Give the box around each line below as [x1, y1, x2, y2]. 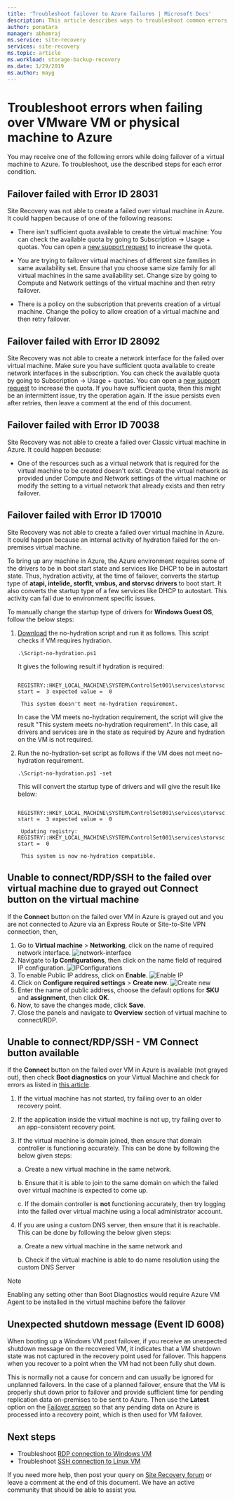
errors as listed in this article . [7, 1081, 91, 1089]
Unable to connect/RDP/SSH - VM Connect [7, 1036, 199, 1048]
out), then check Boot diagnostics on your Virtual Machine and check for [7, 1073, 220, 1082]
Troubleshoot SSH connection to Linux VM [17, 1457, 141, 1465]
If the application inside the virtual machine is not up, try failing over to [17, 1115, 222, 1124]
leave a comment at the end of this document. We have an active [7, 1478, 195, 1486]
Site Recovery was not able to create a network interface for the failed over [7, 354, 224, 362]
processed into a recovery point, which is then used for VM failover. [7, 1410, 203, 1419]
